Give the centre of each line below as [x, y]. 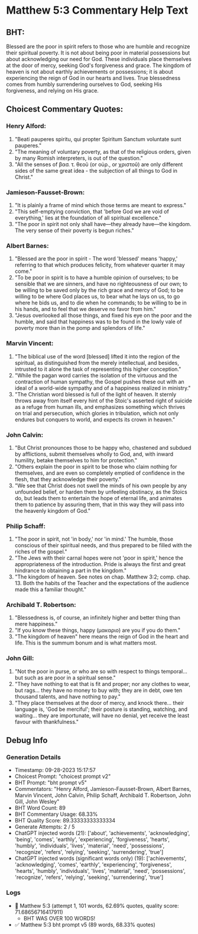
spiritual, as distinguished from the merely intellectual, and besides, [97, 363]
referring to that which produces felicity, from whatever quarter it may [100, 265]
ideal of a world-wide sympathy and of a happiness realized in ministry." [103, 388]
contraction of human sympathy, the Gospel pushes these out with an [99, 382]
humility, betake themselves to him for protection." [76, 460]
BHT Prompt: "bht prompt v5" [51, 783]
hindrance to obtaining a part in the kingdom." [71, 571]
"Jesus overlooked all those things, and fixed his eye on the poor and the [103, 316]
